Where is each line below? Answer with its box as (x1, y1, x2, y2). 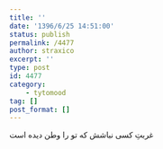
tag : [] (9, 96, 39, 106)
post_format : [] (9, 105, 70, 114)
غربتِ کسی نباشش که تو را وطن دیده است (9, 129, 154, 140)
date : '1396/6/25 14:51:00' (9, 22, 115, 31)
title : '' (9, 13, 47, 22)
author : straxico (9, 47, 75, 56)
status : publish (9, 30, 70, 39)
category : (9, 80, 47, 89)
